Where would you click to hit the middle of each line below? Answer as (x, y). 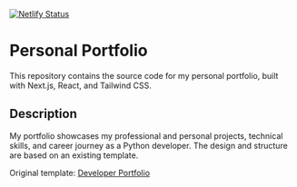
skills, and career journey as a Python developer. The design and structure (148, 145)
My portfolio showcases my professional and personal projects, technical (146, 135)
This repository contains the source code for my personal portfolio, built (144, 75)
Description (43, 114)
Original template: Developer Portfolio (80, 172)
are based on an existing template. (74, 155)
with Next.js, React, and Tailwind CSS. (80, 85)
